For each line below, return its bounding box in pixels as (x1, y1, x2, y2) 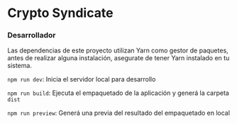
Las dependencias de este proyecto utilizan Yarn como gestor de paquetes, (7, 46, 228, 55)
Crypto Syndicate (7, 5, 114, 21)
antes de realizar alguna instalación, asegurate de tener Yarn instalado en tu (7, 54, 230, 62)
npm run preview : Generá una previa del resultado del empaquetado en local (7, 108, 231, 118)
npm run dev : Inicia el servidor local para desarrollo (7, 75, 156, 84)
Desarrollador (7, 30, 56, 40)
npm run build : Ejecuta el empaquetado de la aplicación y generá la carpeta (7, 89, 229, 97)
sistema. (7, 62, 32, 70)
